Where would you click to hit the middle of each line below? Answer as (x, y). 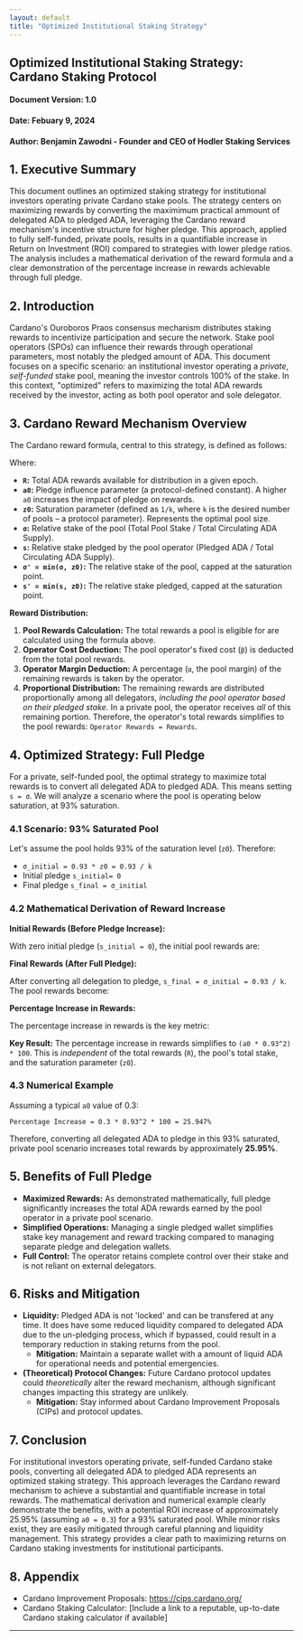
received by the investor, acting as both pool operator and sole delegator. (146, 395)
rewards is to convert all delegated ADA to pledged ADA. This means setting (151, 786)
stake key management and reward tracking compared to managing (148, 1237)
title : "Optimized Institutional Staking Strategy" (108, 26)
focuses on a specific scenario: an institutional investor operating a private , (149, 366)
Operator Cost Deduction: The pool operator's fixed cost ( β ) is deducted (158, 650)
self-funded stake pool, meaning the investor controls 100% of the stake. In (149, 376)
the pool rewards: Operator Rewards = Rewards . (110, 726)
